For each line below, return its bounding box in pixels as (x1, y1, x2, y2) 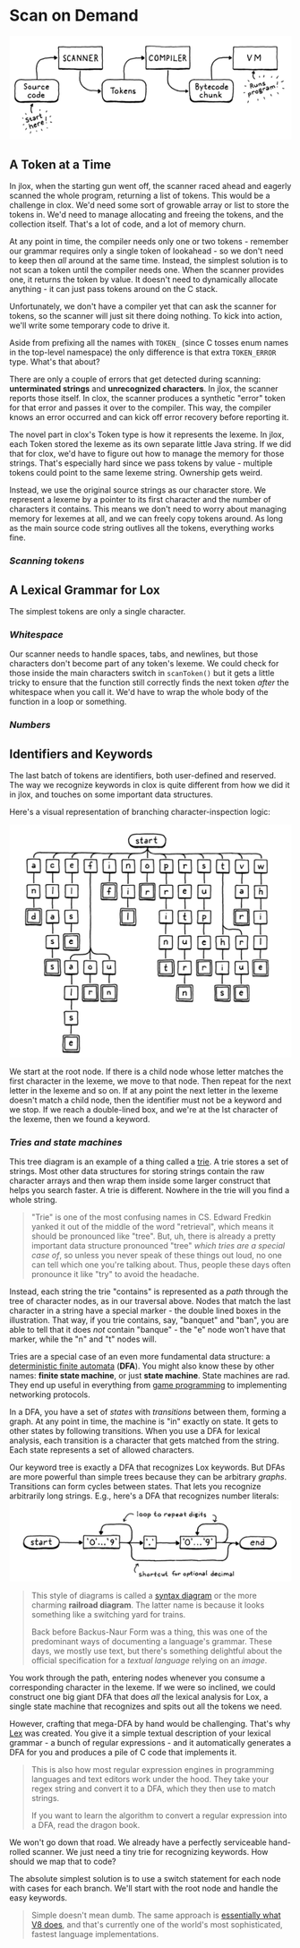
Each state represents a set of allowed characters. (9, 1445, 195, 1455)
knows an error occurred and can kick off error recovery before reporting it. (9, 412, 289, 423)
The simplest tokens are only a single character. (9, 605, 186, 616)
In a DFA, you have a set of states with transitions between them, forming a (9, 1407, 287, 1418)
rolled (9, 1846, 30, 1857)
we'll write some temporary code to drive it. (9, 320, 170, 331)
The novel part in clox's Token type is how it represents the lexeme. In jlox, (9, 429, 285, 440)
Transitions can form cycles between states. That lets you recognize (9, 1481, 261, 1492)
